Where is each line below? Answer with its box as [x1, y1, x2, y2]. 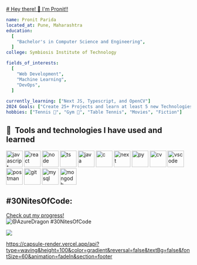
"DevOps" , [16, 82, 41, 88]
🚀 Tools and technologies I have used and [6, 125, 162, 135]
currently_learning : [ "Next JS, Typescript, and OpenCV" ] [6, 98, 151, 104]
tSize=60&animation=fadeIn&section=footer [6, 253, 113, 260]
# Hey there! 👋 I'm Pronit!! [6, 6, 69, 12]
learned [6, 135, 35, 145]
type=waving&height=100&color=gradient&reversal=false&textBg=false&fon [6, 246, 190, 253]
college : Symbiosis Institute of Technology [6, 50, 117, 56]
